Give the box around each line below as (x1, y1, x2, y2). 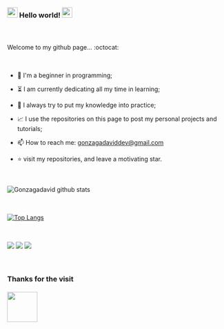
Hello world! (19, 10, 61, 20)
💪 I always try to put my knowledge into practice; (17, 101, 156, 110)
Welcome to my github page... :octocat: (7, 43, 119, 52)
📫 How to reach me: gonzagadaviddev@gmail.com (17, 139, 164, 147)
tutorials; (17, 125, 43, 133)
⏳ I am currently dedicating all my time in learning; (17, 85, 161, 93)
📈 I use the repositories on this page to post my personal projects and (17, 114, 217, 123)
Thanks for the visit (7, 275, 74, 284)
